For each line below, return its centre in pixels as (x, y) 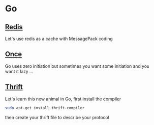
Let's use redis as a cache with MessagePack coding (59, 39)
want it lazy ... (19, 71)
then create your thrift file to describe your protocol (57, 117)
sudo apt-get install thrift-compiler (45, 108)
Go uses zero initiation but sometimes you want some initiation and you (77, 66)
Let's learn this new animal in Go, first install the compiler (63, 99)
